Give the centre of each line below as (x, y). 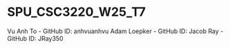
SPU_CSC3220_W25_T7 (77, 12)
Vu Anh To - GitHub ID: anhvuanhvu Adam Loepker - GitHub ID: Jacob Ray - (115, 31)
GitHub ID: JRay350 (35, 38)
